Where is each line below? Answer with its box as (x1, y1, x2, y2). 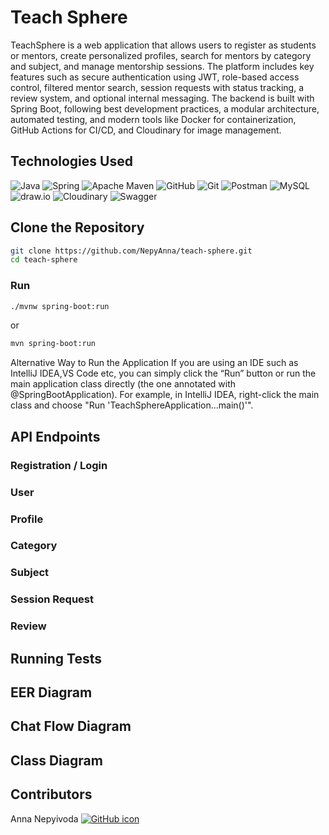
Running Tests (10, 650, 102, 667)
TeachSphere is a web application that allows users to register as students (10, 39, 317, 51)
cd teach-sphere (10, 255, 78, 265)
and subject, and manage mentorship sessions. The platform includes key (10, 60, 315, 72)
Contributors (10, 786, 93, 803)
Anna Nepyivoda (10, 812, 79, 825)
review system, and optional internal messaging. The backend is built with (10, 92, 315, 104)
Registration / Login (10, 458, 108, 472)
